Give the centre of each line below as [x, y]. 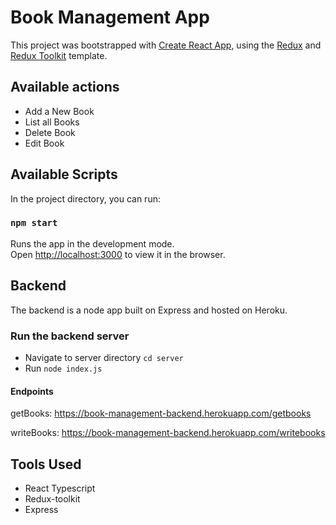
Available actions [65, 87]
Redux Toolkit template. [59, 55]
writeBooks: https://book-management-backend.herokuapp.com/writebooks [168, 433]
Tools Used [46, 464]
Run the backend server [70, 336]
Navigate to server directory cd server [104, 357]
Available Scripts [64, 174]
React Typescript [60, 488]
